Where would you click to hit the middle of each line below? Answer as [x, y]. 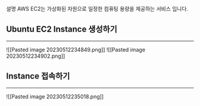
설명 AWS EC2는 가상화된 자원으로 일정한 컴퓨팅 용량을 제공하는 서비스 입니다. [97, 9]
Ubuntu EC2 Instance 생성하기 [62, 29]
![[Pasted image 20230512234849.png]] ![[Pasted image [76, 49]
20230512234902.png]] [36, 56]
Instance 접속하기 [38, 76]
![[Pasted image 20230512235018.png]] [55, 96]
